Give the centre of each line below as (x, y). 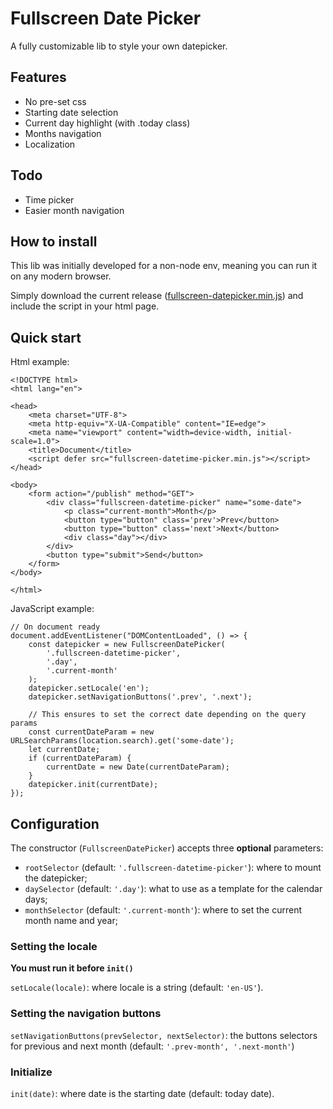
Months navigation (63, 133)
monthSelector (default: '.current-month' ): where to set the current (163, 910)
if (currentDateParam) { (80, 758)
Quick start (46, 337)
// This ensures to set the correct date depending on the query (167, 715)
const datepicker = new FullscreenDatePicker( (127, 645)
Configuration (55, 823)
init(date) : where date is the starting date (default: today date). (142, 1093)
